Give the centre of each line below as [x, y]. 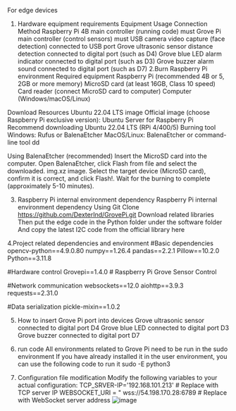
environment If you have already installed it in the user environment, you [122, 356]
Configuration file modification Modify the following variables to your [117, 378]
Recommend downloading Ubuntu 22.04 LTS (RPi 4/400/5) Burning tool [112, 127]
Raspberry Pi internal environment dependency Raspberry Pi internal [117, 200]
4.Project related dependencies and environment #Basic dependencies [110, 243]
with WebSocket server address [64, 400]
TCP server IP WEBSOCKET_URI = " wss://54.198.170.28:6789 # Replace [122, 393]
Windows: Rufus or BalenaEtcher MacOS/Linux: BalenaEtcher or [100, 135]
